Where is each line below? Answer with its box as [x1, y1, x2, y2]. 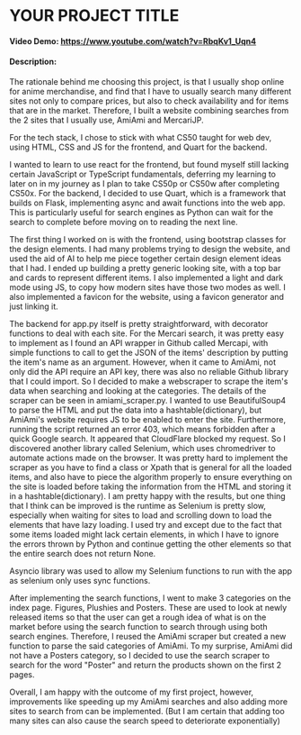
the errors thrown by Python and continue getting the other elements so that [9, 538, 292, 549]
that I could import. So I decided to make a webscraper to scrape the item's [9, 376, 288, 386]
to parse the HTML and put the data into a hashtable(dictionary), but [9, 404, 262, 415]
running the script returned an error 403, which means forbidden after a [9, 423, 276, 434]
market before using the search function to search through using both [9, 621, 268, 631]
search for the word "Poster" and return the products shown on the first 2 [9, 659, 282, 670]
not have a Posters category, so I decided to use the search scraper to [9, 649, 270, 660]
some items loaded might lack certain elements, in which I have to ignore [9, 529, 279, 540]
